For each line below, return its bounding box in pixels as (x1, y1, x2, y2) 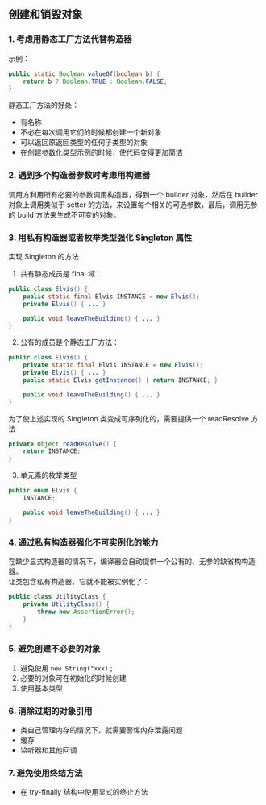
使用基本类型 (19, 683, 63, 693)
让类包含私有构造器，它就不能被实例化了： (8, 576, 150, 586)
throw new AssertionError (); (37, 608, 135, 616)
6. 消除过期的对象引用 (8, 705, 93, 716)
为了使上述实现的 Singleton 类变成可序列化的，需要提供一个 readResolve (8, 413, 250, 423)
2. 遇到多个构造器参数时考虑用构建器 (8, 170, 151, 181)
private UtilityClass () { (23, 600, 110, 608)
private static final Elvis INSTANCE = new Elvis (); (23, 361, 204, 369)
